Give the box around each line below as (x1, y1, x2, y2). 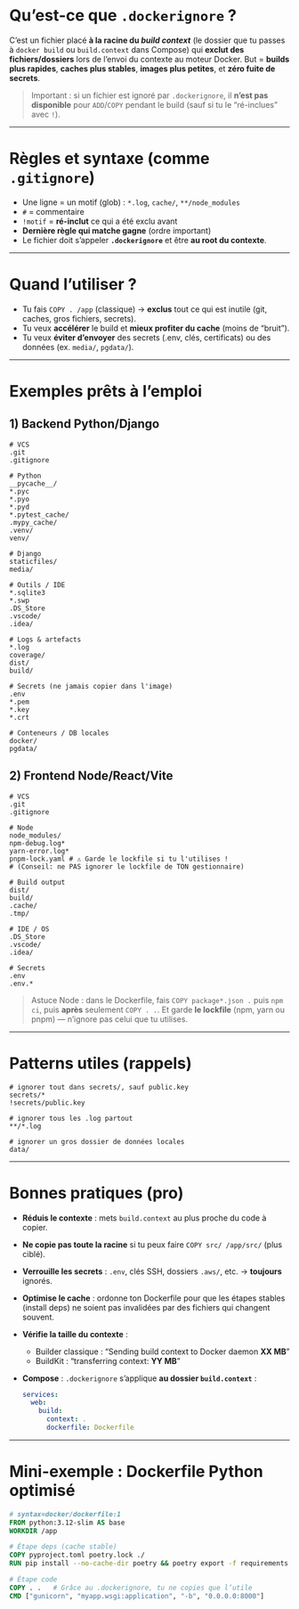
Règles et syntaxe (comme (9, 149, 211, 169)
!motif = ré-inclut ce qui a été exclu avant (21, 216, 178, 226)
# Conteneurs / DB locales (9, 728, 109, 738)
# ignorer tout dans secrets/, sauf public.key (9, 1082, 190, 1091)
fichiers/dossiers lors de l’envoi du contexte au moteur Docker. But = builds (9, 53, 290, 64)
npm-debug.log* (9, 838, 66, 847)
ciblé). (21, 1248, 46, 1259)
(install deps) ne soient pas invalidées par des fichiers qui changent (21, 1302, 271, 1312)
